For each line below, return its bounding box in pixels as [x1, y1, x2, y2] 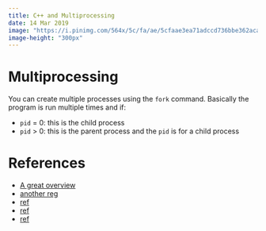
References [8, 154, 85, 172]
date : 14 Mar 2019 [8, 19, 69, 27]
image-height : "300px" [8, 33, 83, 42]
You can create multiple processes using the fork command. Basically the [8, 94, 249, 104]
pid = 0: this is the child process [19, 118, 125, 128]
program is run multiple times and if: [8, 102, 127, 112]
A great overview [19, 180, 76, 191]
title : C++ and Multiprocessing [8, 11, 115, 20]
